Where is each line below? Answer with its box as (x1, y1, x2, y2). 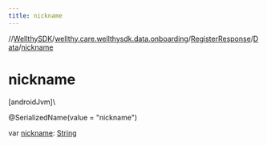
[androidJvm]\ (8, 97, 56, 107)
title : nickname (8, 11, 63, 20)
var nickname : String (8, 128, 77, 137)
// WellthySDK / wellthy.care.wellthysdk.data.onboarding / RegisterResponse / (8, 34, 254, 43)
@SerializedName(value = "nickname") (8, 112, 138, 122)
